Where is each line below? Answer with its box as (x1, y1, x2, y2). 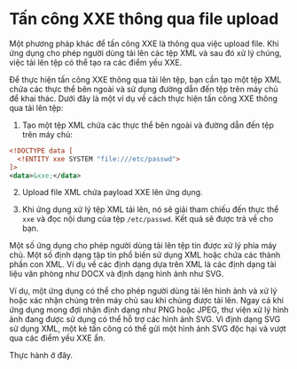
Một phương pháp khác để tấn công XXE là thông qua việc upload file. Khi (9, 38, 279, 49)
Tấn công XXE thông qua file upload (9, 9, 279, 29)
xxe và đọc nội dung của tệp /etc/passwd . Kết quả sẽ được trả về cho (21, 214, 274, 224)
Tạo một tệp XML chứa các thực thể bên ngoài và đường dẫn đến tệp (21, 120, 275, 130)
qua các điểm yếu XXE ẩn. (9, 333, 106, 343)
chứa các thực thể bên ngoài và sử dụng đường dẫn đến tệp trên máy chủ (9, 83, 278, 94)
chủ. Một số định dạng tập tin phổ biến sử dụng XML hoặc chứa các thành (9, 249, 281, 261)
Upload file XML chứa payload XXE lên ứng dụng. (21, 187, 203, 198)
